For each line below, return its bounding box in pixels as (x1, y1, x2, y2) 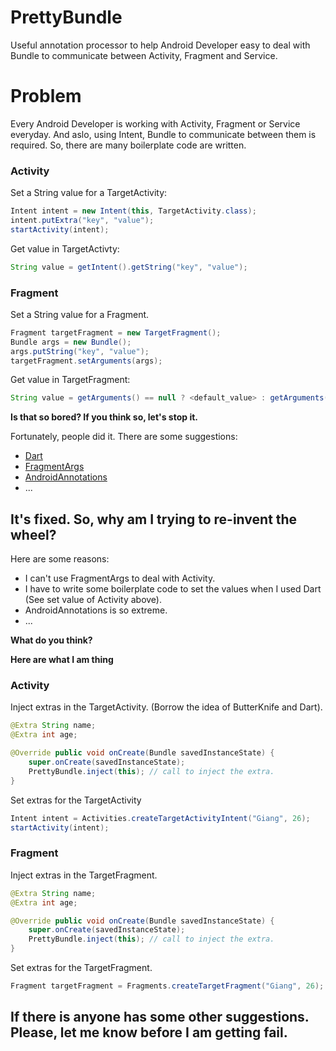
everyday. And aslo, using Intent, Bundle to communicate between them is (10, 128, 317, 140)
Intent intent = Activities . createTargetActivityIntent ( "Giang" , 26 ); (10, 813, 311, 823)
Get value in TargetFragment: (10, 374, 131, 386)
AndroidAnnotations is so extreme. (24, 604, 168, 616)
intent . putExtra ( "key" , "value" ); (10, 216, 155, 226)
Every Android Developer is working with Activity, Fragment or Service (10, 117, 301, 130)
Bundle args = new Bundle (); (10, 337, 132, 347)
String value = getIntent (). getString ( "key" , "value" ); (10, 262, 248, 272)
